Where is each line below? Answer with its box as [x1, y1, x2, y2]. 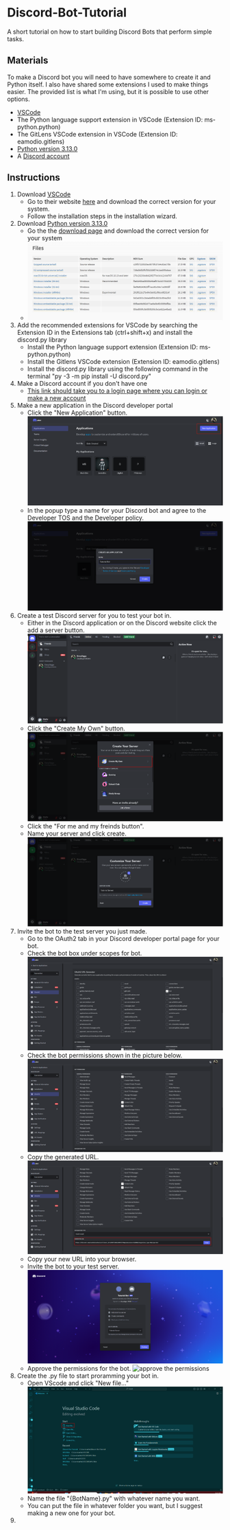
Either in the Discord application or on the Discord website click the [27, 619, 218, 627]
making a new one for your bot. [27, 1509, 116, 1517]
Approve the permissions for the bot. [27, 1364, 131, 1372]
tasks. [7, 34, 25, 43]
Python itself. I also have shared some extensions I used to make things [7, 80, 209, 89]
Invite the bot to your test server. [27, 1262, 120, 1271]
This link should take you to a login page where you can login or [27, 386, 207, 395]
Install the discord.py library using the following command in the [27, 364, 209, 373]
